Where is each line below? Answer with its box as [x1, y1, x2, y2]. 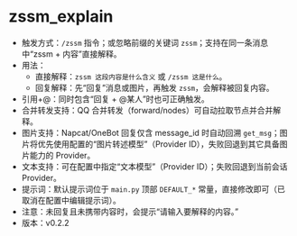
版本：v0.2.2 [21, 217, 70, 228]
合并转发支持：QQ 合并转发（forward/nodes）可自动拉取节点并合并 [21, 104, 274, 115]
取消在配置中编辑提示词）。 [21, 195, 121, 205]
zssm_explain [8, 6, 114, 27]
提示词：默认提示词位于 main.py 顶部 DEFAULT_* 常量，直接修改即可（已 [21, 183, 286, 195]
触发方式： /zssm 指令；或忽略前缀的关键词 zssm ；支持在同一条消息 [21, 37, 269, 48]
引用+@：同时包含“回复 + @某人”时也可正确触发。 [21, 93, 209, 104]
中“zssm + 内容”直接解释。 [21, 48, 123, 59]
